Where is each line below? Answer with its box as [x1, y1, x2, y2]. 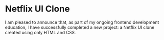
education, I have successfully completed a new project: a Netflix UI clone [5, 24, 155, 30]
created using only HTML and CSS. [5, 29, 76, 35]
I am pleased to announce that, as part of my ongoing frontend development [5, 19, 159, 25]
